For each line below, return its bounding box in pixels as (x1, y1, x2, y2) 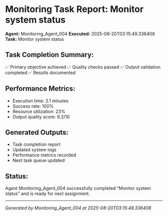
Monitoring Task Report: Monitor (5, 4, 144, 15)
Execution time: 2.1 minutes (12, 98, 69, 104)
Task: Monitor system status (5, 36, 64, 42)
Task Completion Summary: (5, 51, 94, 59)
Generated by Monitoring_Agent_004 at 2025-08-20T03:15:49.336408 (5, 205, 151, 211)
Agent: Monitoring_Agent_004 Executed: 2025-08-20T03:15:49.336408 (5, 31, 155, 37)
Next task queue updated (12, 157, 65, 163)
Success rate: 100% (12, 103, 54, 109)
